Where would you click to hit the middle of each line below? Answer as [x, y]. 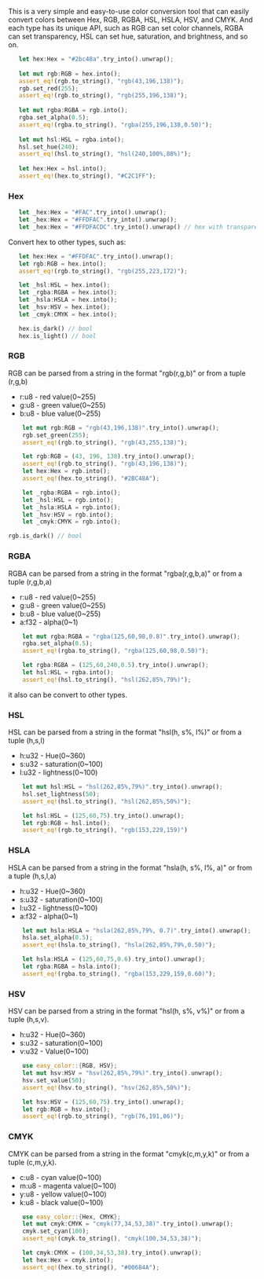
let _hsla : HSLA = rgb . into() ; [72, 507]
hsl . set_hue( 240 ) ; [49, 147]
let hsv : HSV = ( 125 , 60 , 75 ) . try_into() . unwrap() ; [103, 1102]
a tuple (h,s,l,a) [32, 876]
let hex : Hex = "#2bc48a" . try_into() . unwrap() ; [96, 59]
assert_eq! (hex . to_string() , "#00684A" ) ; [91, 1267]
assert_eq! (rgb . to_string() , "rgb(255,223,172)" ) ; [103, 271]
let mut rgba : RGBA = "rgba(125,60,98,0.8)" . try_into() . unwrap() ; [132, 636]
